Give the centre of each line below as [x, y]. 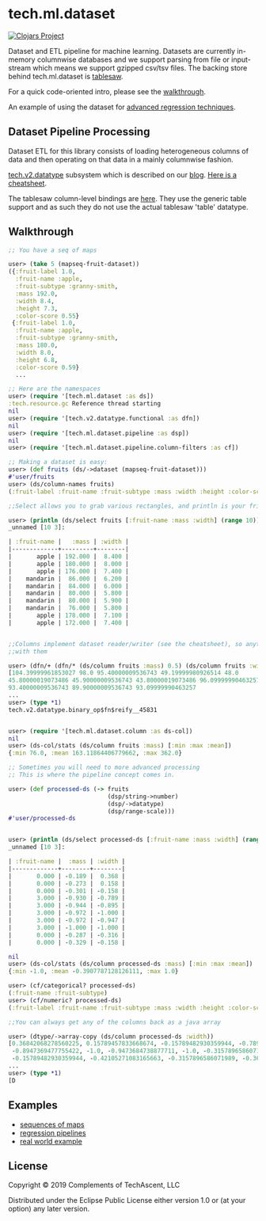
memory [22, 59]
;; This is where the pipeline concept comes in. [92, 775]
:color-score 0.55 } [47, 316]
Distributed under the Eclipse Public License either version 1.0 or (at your [127, 1200]
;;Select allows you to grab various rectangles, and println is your [127, 506]
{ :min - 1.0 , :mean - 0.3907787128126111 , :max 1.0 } [93, 972]
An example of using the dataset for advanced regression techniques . [122, 107]
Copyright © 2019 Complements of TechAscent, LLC [94, 1185]
